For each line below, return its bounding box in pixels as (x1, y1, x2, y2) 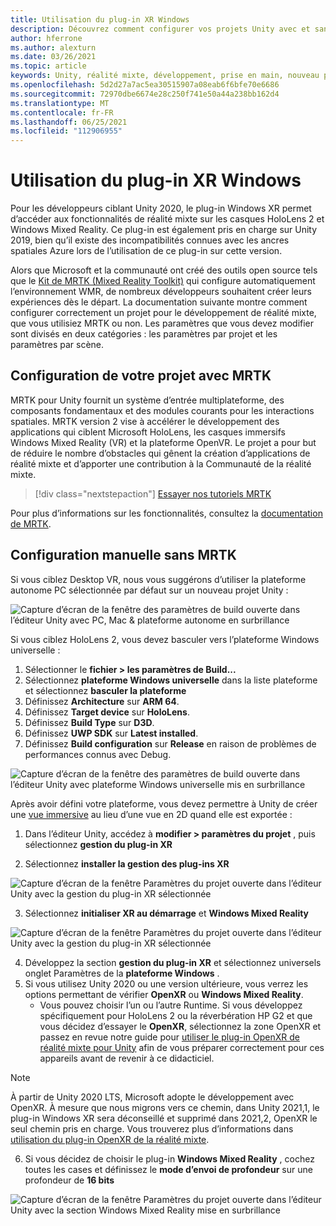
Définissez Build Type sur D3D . (24, 716, 155, 728)
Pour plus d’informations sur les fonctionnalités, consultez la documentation (10, 507, 323, 519)
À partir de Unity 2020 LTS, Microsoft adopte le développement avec (10, 1091, 295, 1103)
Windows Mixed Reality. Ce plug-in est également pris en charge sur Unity (10, 224, 318, 236)
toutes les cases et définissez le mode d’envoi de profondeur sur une (24, 1163, 313, 1175)
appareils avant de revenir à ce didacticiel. (39, 1052, 215, 1064)
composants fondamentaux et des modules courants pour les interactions (10, 404, 315, 416)
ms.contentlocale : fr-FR (10, 107, 114, 118)
